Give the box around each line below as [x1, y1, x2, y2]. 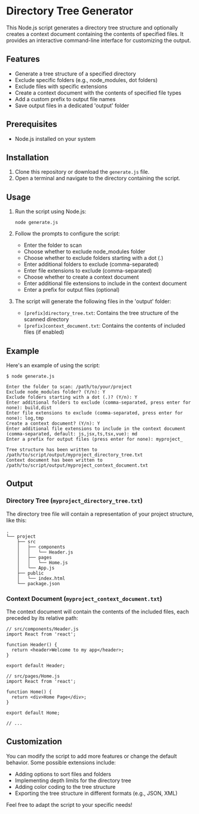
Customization [6, 737, 63, 747]
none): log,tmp [6, 415, 44, 421]
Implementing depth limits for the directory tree [14, 777, 131, 784]
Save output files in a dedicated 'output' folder [14, 102, 130, 109]
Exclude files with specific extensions [14, 83, 108, 90]
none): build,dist [6, 405, 52, 411]
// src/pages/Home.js [6, 673, 60, 679]
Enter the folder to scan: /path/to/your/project [6, 384, 133, 390]
